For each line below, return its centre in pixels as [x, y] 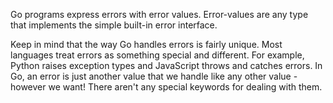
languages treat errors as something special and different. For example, [157, 55]
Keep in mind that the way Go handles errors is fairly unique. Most [146, 44]
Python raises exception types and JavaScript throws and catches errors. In [166, 65]
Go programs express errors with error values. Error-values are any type [159, 14]
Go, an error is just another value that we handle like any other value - [154, 76]
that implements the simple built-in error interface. [114, 25]
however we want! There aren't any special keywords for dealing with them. [166, 87]
